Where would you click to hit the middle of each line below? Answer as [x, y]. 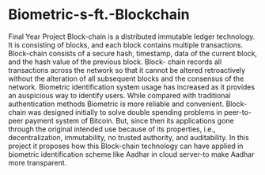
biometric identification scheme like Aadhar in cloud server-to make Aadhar [131, 154]
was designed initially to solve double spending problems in [125, 112]
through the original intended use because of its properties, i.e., [112, 129]
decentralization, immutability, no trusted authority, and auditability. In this [129, 137]
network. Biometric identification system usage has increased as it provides [132, 87]
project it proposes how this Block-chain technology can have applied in [126, 146]
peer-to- [238, 112]
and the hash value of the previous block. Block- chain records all [115, 62]
